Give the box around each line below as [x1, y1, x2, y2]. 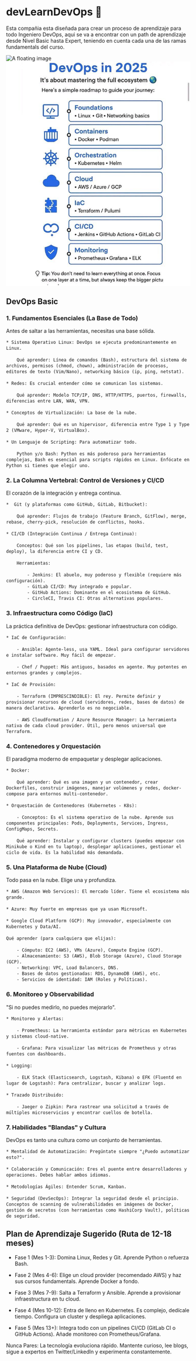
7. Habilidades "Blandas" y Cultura [6, 1123, 106, 1132]
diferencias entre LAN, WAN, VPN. [6, 398, 91, 404]
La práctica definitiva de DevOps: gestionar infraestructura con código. [6, 622, 178, 630]
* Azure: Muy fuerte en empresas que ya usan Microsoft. [6, 906, 148, 912]
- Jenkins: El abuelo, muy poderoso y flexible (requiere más [27, 572, 182, 578]
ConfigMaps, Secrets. [6, 826, 59, 832]
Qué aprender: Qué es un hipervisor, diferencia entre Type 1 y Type [16, 422, 190, 428]
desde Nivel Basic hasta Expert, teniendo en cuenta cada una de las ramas [6, 37, 187, 44]
